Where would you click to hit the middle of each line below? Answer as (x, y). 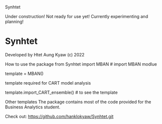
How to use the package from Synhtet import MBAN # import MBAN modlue (81, 64)
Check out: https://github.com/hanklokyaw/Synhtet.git (59, 116)
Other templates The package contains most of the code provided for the (78, 102)
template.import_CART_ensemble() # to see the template (61, 92)
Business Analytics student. (33, 107)
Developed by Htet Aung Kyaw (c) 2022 (45, 54)
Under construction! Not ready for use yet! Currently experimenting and (77, 16)
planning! (14, 22)
